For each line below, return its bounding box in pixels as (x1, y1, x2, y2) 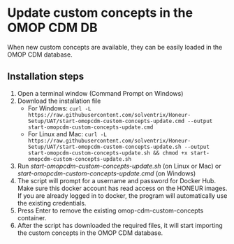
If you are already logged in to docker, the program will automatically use (17, 191, 228, 200)
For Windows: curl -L (27, 103, 92, 113)
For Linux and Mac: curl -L (27, 129, 107, 138)
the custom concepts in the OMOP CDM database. (17, 229, 163, 237)
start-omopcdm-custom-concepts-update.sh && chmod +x (27, 149, 188, 157)
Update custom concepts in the (7, 5, 193, 21)
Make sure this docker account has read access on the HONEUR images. (17, 184, 228, 192)
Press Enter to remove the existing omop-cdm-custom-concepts (17, 206, 204, 215)
